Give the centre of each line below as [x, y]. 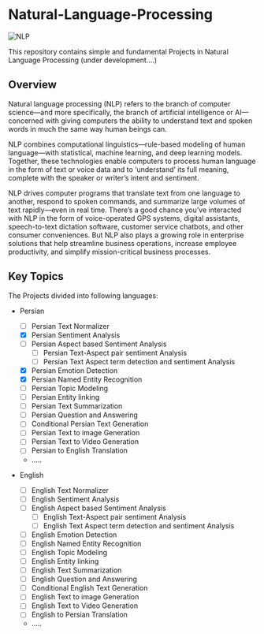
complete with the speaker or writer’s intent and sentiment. [104, 177]
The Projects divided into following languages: [84, 295]
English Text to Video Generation [85, 606]
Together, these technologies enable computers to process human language [132, 161]
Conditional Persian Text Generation [90, 424]
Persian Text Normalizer [71, 326]
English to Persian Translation [80, 615]
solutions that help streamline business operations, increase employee [123, 243]
